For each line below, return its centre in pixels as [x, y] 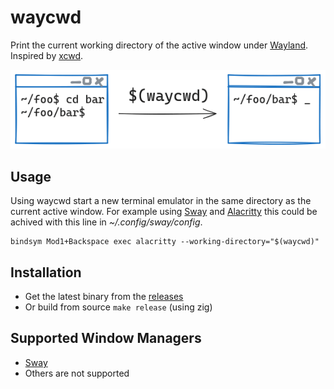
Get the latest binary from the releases [104, 296]
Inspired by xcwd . [47, 55]
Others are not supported [77, 373]
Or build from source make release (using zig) [118, 307]
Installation [46, 272]
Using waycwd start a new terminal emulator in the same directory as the [161, 201]
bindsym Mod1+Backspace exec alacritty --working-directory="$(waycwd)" [165, 242]
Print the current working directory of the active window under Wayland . [159, 45]
